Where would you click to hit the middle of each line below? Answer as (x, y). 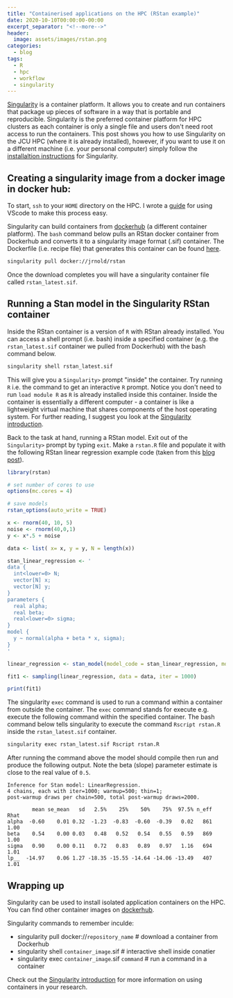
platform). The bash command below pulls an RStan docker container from (113, 234)
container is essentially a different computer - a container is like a (101, 402)
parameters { (26, 599)
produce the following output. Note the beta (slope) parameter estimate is (112, 765)
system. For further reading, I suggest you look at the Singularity (100, 416)
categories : (24, 46)
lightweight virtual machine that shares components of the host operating (112, 409)
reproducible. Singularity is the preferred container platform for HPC (105, 120)
